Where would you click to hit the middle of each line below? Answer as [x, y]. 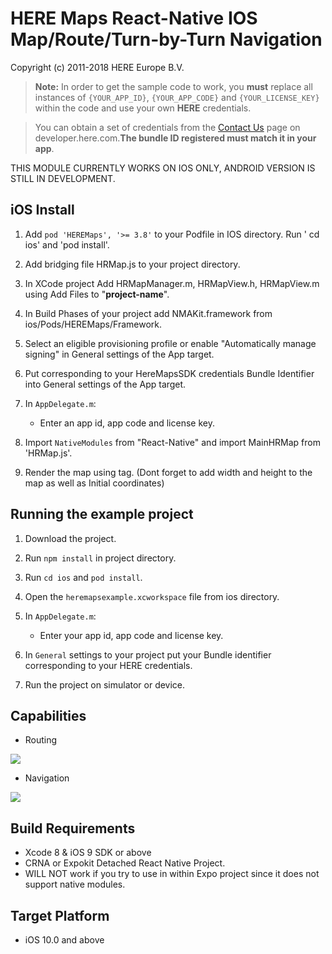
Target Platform [60, 915]
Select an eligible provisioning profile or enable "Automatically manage [170, 343]
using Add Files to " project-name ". [97, 294]
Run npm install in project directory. [100, 558]
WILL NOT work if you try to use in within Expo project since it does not [172, 874]
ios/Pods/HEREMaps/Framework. [93, 324]
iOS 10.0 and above [64, 940]
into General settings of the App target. [105, 384]
